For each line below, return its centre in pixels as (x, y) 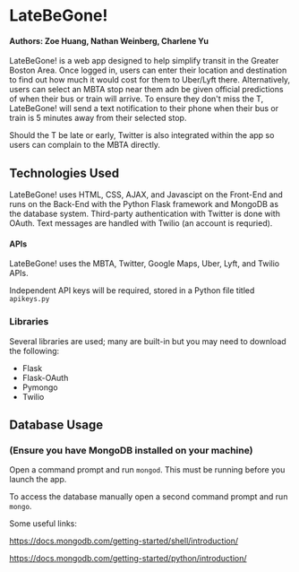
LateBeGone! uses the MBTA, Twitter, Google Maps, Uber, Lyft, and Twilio (145, 264)
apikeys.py (30, 299)
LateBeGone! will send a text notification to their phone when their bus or (144, 108)
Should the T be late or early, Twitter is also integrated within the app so (142, 135)
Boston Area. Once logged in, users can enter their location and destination (148, 70)
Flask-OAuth (45, 377)
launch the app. (38, 480)
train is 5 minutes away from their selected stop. (98, 118)
